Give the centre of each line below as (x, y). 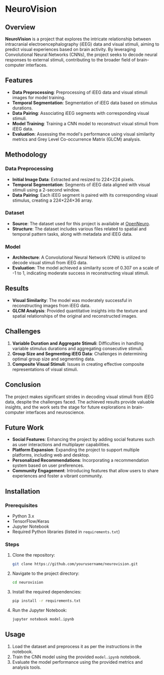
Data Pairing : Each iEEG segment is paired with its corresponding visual (85, 195)
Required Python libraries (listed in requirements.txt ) (66, 532)
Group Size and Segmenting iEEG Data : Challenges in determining (80, 353)
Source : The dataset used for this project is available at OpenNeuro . (81, 223)
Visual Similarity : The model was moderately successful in (72, 300)
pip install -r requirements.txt (46, 601)
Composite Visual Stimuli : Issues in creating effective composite (78, 364)
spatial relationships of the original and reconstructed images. (75, 316)
